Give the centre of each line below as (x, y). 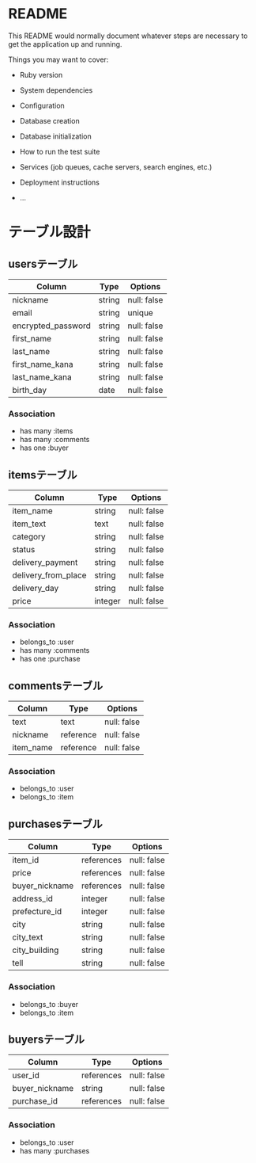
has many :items (46, 431)
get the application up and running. (65, 44)
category (29, 537)
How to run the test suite (60, 151)
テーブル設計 (49, 233)
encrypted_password (51, 326)
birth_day (30, 390)
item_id (26, 860)
